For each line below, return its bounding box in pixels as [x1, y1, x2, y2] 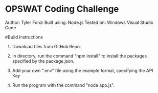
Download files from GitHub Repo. [12, 43, 81, 49]
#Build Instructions [5, 34, 43, 40]
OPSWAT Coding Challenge [5, 3, 119, 15]
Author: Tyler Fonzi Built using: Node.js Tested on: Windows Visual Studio [5, 19, 154, 25]
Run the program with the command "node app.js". [12, 82, 115, 88]
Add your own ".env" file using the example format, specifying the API [12, 67, 153, 74]
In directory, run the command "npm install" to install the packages [12, 53, 147, 59]
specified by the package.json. [12, 58, 74, 64]
